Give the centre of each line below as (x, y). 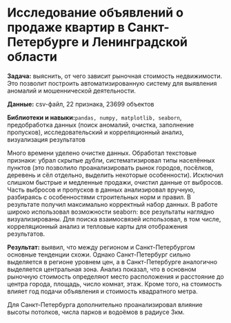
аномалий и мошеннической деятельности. (71, 91)
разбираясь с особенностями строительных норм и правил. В (99, 197)
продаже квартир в (66, 27)
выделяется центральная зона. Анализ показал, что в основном (102, 269)
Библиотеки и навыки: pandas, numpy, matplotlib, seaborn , (94, 117)
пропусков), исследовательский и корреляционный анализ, (96, 132)
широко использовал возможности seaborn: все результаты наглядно (111, 212)
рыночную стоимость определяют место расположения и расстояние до (115, 276)
